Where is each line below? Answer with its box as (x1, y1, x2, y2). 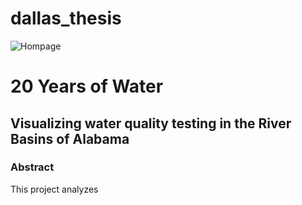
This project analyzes (10, 183, 99, 195)
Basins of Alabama (10, 130, 130, 147)
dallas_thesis (10, 7, 122, 30)
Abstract (10, 160, 55, 174)
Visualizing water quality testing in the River (10, 115, 292, 132)
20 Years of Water (10, 75, 164, 98)
